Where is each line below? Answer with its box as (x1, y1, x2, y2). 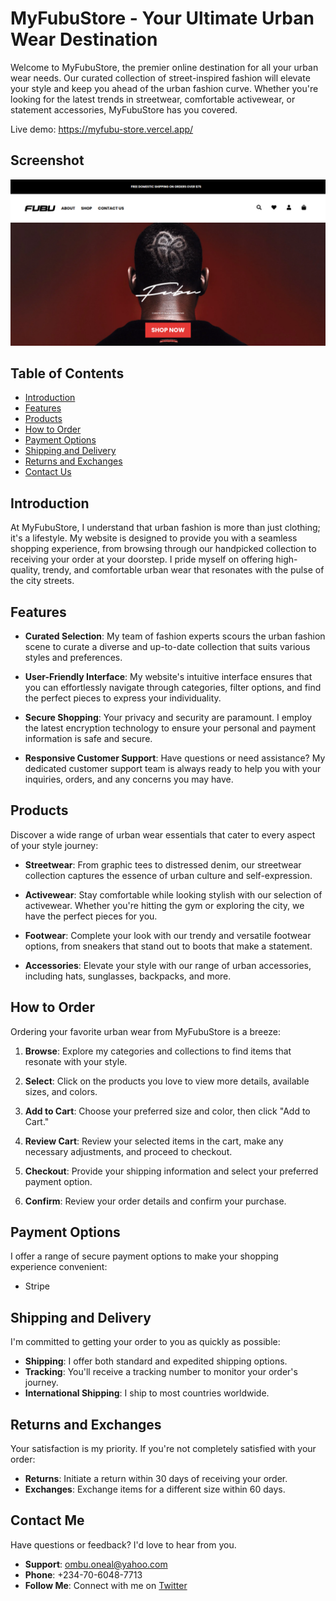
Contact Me (10, 1512, 85, 1529)
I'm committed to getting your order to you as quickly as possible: (10, 1336, 281, 1348)
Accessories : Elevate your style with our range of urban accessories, (24, 959, 312, 971)
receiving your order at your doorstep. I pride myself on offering (10, 553, 274, 566)
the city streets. (10, 575, 75, 587)
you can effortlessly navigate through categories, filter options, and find (24, 681, 322, 693)
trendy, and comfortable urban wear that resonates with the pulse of (42, 564, 325, 576)
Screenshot (10, 152, 85, 169)
